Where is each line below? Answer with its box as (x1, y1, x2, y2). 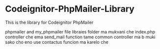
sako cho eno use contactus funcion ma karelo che (5, 39, 109, 45)
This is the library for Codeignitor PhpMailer (5, 19, 94, 25)
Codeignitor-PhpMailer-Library (5, 3, 135, 15)
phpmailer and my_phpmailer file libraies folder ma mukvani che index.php (5, 29, 156, 34)
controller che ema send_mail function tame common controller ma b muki (5, 34, 156, 40)
